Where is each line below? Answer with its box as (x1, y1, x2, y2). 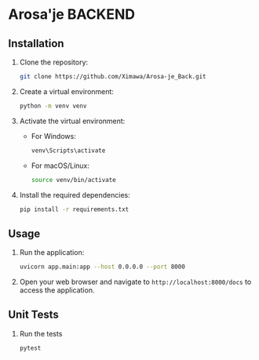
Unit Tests (8, 308, 59, 322)
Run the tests (19, 329, 63, 338)
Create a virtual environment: (19, 86, 114, 96)
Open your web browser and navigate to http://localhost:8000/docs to (19, 277, 252, 287)
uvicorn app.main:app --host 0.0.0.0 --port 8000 (19, 263, 186, 271)
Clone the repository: (19, 57, 89, 67)
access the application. (19, 285, 95, 295)
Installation (8, 37, 64, 50)
